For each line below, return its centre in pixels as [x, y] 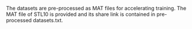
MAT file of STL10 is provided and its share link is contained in [81, 14]
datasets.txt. [48, 20]
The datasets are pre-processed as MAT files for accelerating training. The [96, 8]
